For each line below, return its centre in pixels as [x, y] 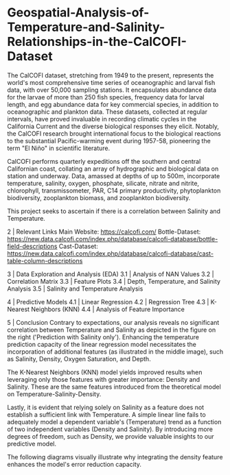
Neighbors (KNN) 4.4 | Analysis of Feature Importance [108, 309]
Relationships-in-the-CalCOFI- [97, 42]
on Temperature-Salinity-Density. [54, 394]
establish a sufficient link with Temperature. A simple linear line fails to [106, 414]
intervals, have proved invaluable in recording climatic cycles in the [102, 119]
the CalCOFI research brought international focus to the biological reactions [114, 133]
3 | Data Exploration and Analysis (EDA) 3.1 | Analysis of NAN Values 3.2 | [111, 274]
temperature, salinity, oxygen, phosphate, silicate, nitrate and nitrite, [103, 183]
